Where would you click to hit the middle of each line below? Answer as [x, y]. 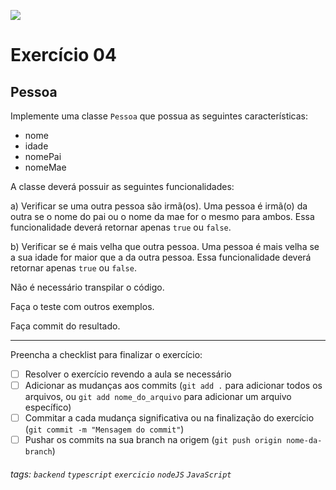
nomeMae [45, 167]
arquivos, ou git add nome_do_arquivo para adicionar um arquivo [158, 397]
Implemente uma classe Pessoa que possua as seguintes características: [159, 116]
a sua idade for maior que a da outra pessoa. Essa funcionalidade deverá [161, 257]
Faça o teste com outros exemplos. [82, 306]
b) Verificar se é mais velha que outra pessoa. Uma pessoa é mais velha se [165, 246]
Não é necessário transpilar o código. [87, 287]
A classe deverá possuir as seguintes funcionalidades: [122, 186]
